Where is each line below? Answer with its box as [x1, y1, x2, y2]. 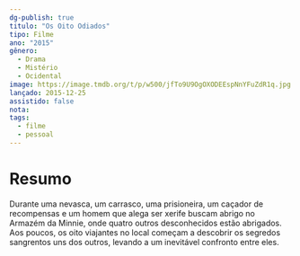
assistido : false [9, 96, 75, 106]
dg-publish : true [9, 13, 75, 22]
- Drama [17, 55, 47, 64]
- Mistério [17, 64, 58, 73]
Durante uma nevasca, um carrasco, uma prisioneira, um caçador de [9, 199, 263, 209]
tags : [9, 113, 30, 122]
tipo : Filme [9, 30, 54, 39]
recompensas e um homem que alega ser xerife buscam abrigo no [9, 207, 256, 218]
